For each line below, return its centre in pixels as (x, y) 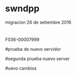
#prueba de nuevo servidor (33, 49)
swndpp (22, 9)
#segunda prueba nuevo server (38, 59)
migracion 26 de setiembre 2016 (38, 22)
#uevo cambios (21, 68)
